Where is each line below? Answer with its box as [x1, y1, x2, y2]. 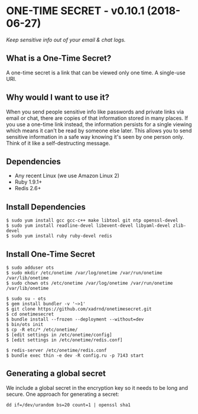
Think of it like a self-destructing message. [6, 139, 111, 146]
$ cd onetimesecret [6, 311, 54, 317]
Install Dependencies [6, 202, 86, 212]
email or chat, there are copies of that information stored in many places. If [6, 114, 188, 122]
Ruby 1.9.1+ [14, 178, 43, 185]
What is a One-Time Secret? [6, 53, 112, 63]
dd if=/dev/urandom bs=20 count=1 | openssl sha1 [6, 402, 131, 408]
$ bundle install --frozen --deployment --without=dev [6, 317, 144, 322]
